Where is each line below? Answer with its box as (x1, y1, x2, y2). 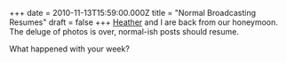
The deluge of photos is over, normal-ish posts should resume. (9, 27, 240, 36)
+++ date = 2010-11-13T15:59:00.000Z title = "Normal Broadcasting (9, 8, 256, 18)
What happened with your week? (9, 43, 131, 54)
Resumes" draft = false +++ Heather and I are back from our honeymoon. (9, 17, 278, 28)
